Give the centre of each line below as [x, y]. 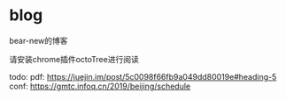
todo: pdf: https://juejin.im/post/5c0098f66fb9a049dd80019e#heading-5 [143, 76]
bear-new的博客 [39, 40]
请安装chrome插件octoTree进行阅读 [74, 59]
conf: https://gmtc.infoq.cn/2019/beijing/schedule [100, 86]
